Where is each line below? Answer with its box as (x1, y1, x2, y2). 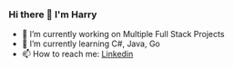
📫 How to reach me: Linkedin (21, 49, 134, 60)
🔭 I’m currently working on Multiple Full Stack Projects (21, 29, 225, 40)
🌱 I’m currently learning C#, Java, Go (21, 38, 161, 49)
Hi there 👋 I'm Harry (8, 8, 97, 21)
